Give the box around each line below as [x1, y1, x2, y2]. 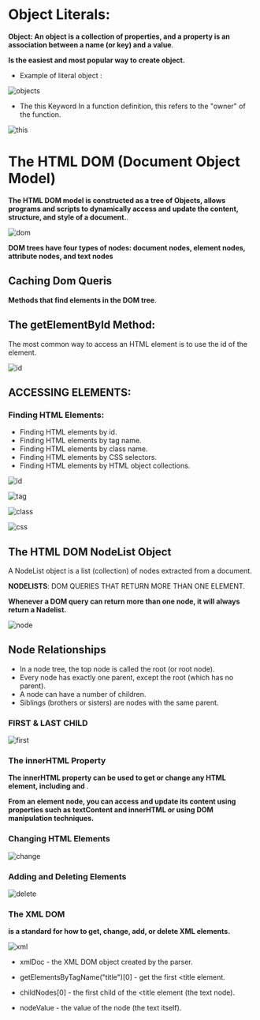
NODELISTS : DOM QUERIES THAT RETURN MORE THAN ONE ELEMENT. [8, 582, 246, 590]
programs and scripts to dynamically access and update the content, [8, 204, 239, 213]
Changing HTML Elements [8, 834, 110, 845]
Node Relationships [8, 643, 106, 657]
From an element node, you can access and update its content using [8, 796, 236, 807]
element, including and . [8, 781, 89, 791]
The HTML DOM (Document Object [8, 152, 240, 171]
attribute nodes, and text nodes [8, 251, 113, 261]
